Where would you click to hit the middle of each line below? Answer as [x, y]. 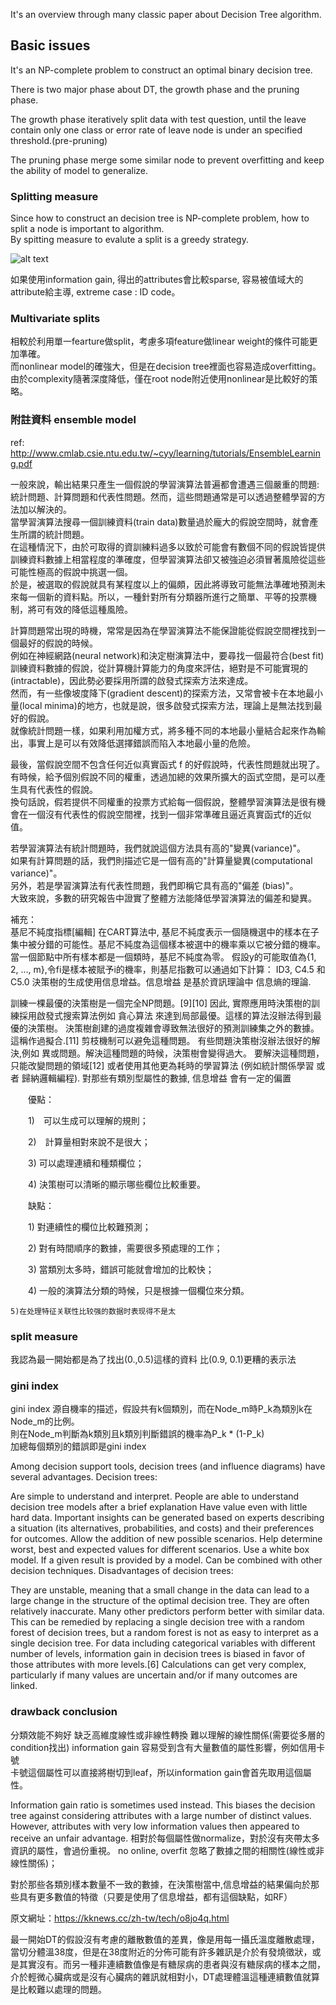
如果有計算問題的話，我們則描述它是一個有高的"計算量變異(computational [161, 860]
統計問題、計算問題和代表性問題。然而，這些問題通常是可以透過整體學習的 [163, 496]
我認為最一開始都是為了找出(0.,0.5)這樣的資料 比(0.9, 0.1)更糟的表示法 [153, 1359]
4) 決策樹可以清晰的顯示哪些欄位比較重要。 [117, 1184]
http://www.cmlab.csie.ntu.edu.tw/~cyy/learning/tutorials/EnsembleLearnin [165, 453]
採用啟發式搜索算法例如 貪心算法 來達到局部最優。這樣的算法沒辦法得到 [165, 1015]
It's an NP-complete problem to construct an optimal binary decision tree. [161, 70]
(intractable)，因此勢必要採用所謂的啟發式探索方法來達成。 [132, 680]
